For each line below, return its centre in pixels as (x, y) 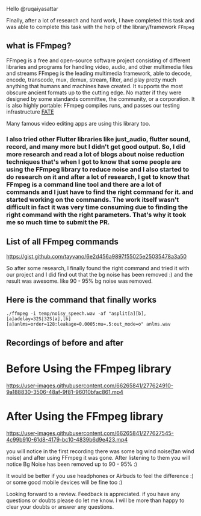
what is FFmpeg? (39, 46)
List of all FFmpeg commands (62, 242)
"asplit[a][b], (128, 314)
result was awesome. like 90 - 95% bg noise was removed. (80, 281)
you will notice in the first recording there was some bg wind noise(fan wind (100, 451)
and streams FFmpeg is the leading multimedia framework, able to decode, (99, 73)
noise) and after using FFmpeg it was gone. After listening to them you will (98, 457)
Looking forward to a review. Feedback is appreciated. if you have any (93, 494)
